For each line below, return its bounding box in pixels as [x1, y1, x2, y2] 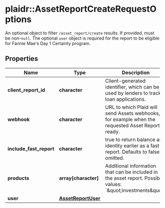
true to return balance [105, 136, 156, 143]
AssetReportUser [58, 195, 101, 202]
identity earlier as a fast [105, 142, 160, 149]
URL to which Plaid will [105, 104, 158, 111]
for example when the [105, 116, 156, 123]
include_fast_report [7, 145, 55, 152]
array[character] [58, 175, 99, 182]
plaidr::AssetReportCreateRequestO [5, 3, 157, 15]
